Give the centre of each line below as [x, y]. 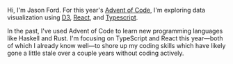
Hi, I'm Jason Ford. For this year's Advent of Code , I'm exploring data [106, 10]
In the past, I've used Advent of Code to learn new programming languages [115, 31]
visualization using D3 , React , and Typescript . [73, 17]
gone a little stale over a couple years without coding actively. [96, 53]
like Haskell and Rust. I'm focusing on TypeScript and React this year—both [115, 38]
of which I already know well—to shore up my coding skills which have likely [116, 46]
